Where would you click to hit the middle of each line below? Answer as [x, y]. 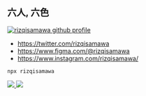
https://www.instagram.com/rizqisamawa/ [78, 58]
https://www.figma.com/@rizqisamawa [74, 50]
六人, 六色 [28, 13]
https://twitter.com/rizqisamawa [63, 43]
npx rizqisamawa [31, 71]
